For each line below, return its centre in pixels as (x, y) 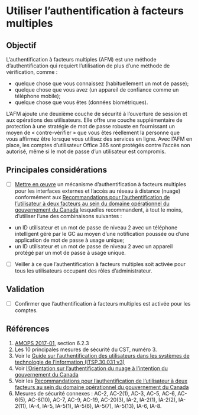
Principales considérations (57, 170)
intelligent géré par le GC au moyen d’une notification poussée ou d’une (102, 234)
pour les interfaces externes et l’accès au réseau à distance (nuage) (98, 191)
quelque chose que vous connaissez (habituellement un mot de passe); (102, 83)
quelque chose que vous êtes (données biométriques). (81, 102)
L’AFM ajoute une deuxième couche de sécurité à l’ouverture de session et (97, 114)
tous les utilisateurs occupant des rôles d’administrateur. (83, 271)
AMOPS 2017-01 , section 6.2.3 (52, 343)
